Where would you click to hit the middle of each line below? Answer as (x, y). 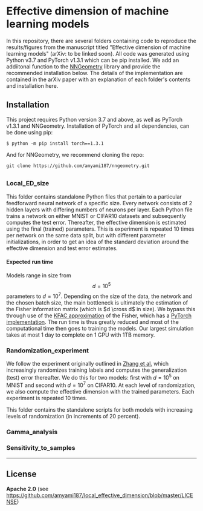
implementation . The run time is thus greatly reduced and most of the (93, 322)
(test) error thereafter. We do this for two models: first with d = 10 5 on (93, 377)
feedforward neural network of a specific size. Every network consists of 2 (99, 203)
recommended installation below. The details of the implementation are (95, 73)
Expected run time (30, 262)
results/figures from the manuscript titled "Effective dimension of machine (98, 47)
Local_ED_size (28, 183)
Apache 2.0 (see (27, 489)
